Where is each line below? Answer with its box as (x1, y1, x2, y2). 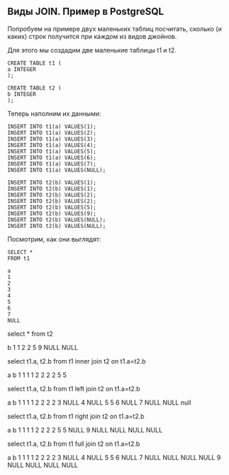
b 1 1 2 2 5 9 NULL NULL (7, 343, 79, 351)
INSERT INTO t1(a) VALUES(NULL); (7, 166, 106, 173)
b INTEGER (7, 90, 37, 98)
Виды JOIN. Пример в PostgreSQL (7, 6, 164, 18)
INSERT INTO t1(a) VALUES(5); (7, 148, 97, 155)
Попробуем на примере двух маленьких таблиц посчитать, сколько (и (7, 24, 222, 33)
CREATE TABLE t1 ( (7, 60, 62, 67)
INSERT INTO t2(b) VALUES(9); (7, 209, 97, 217)
